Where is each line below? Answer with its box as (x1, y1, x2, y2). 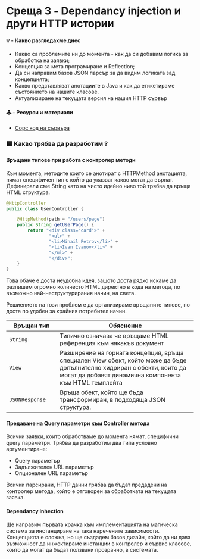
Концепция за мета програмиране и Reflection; (14, 63, 135, 70)
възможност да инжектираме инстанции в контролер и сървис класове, (6, 540, 192, 547)
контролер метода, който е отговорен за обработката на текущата (6, 488, 177, 495)
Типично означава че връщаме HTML (60, 332, 169, 340)
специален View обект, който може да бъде (60, 356, 187, 364)
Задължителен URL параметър (14, 463, 94, 471)
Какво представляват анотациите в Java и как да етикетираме (14, 82, 175, 89)
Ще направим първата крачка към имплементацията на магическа (6, 521, 179, 528)
